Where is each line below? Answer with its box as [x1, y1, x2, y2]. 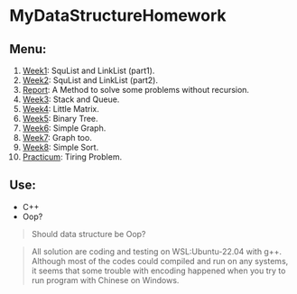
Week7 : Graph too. [22, 133, 92, 142]
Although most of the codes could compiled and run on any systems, [31, 255, 289, 266]
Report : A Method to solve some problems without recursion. [22, 85, 250, 95]
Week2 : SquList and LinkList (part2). [22, 75, 158, 86]
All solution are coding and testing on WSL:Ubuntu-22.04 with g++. [31, 245, 283, 257]
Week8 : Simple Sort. [22, 142, 99, 152]
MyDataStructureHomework [9, 5, 227, 26]
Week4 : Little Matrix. [22, 104, 99, 114]
